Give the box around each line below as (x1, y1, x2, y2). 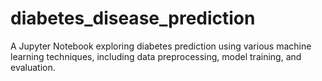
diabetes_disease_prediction (10, 7, 256, 30)
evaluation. (10, 61, 56, 73)
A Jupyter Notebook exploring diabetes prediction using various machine (10, 40, 312, 52)
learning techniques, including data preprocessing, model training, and (10, 50, 302, 62)
